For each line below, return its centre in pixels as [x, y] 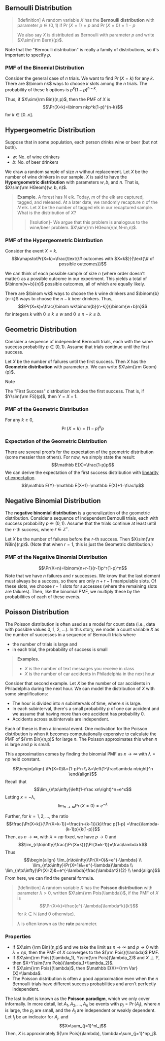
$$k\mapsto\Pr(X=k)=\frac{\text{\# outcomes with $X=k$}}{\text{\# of [83, 258]
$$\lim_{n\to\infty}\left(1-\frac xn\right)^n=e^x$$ [83, 789]
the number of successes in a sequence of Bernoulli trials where [71, 634]
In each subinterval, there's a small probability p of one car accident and [86, 708]
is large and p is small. [28, 744]
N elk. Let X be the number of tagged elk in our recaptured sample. [85, 207]
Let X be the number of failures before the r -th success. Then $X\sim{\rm [80, 539]
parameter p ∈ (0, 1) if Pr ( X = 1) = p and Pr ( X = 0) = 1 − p [76, 25]
